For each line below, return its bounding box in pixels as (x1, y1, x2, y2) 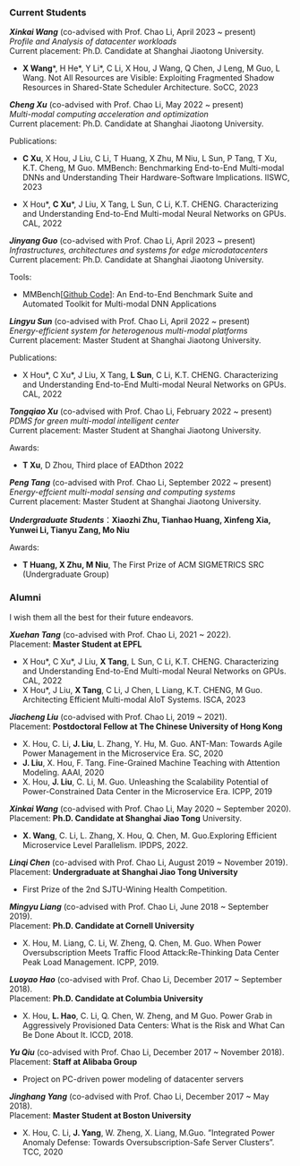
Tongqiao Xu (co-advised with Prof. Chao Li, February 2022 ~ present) (9, 406, 272, 417)
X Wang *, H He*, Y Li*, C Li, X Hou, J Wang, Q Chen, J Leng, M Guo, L (21, 63, 280, 73)
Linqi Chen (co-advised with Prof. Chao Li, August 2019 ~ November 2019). (9, 857, 288, 868)
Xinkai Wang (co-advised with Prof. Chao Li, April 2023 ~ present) (9, 27, 257, 38)
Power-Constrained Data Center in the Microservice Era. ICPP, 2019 (21, 785, 273, 796)
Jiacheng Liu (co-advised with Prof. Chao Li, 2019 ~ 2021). (9, 711, 227, 722)
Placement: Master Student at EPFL (9, 639, 142, 649)
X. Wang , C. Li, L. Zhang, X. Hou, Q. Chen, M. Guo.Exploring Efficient (21, 830, 278, 841)
